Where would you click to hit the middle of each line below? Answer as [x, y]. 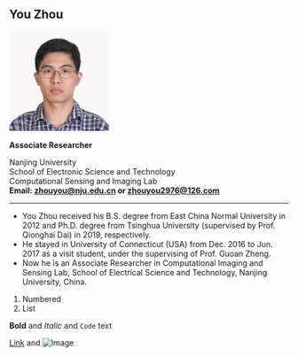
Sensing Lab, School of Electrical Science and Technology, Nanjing [145, 272]
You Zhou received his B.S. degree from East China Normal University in [154, 215]
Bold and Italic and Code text [61, 325]
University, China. [54, 282]
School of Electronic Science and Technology [92, 171]
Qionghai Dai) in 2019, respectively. [86, 235]
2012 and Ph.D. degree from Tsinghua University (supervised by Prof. [149, 225]
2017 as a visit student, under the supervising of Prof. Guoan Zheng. [146, 253]
